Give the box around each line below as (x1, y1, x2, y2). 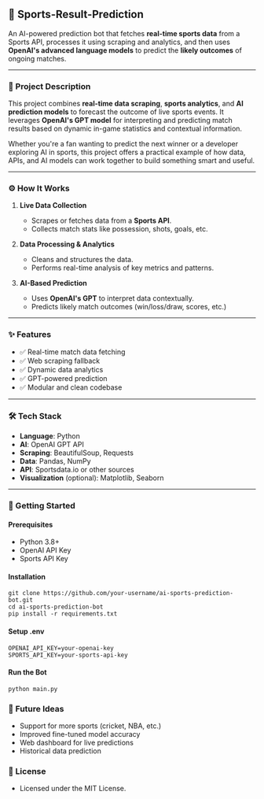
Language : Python (19, 431, 80, 441)
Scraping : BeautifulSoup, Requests (19, 448, 134, 457)
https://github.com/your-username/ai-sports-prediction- (42, 590, 234, 597)
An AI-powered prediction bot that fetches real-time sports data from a (8, 28, 240, 38)
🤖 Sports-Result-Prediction (8, 8, 144, 21)
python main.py (8, 685, 58, 693)
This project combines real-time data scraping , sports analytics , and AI (8, 99, 244, 109)
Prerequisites (8, 520, 53, 529)
